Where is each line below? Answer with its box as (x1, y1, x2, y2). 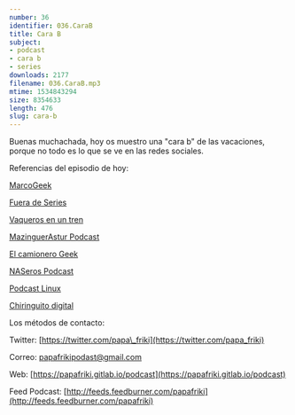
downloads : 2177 (9, 71, 69, 80)
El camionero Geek (9, 249, 79, 260)
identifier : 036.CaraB (9, 21, 93, 30)
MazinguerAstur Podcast (9, 231, 100, 242)
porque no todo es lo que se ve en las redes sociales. (9, 145, 204, 156)
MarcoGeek (9, 180, 52, 191)
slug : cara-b (9, 112, 58, 121)
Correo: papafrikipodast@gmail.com (9, 352, 142, 363)
